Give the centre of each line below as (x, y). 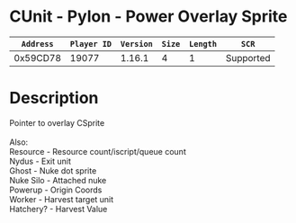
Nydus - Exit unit (40, 161)
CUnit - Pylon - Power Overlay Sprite (148, 17)
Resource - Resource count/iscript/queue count (98, 151)
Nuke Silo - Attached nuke (58, 180)
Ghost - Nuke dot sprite (53, 170)
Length (203, 44)
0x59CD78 (37, 58)
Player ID (91, 44)
